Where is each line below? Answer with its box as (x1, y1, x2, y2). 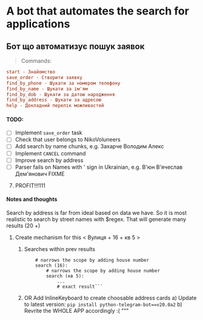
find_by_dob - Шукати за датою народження (6, 91, 115, 97)
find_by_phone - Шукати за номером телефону (6, 80, 121, 86)
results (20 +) (6, 222, 41, 229)
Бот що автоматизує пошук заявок (6, 41, 145, 51)
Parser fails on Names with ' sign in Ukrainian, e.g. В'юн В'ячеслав (15, 163, 183, 171)
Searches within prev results (24, 245, 96, 252)
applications (6, 17, 70, 31)
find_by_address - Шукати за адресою (6, 97, 102, 103)
